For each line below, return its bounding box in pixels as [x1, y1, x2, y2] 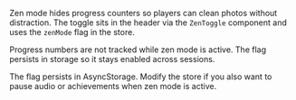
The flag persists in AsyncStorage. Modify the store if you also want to [9, 71, 272, 82]
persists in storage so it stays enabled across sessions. [9, 54, 215, 64]
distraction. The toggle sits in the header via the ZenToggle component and [9, 17, 288, 28]
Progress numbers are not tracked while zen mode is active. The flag [9, 44, 267, 55]
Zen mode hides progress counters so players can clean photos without [9, 8, 278, 18]
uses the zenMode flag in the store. [9, 27, 136, 37]
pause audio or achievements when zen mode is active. [9, 81, 217, 91]
